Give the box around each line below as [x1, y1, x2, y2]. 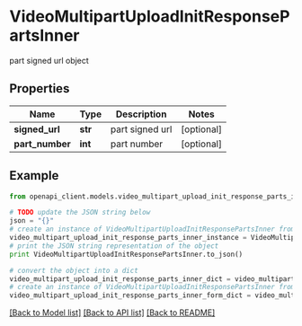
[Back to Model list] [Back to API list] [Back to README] [9, 307, 216, 318]
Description [115, 108, 167, 120]
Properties [9, 81, 70, 96]
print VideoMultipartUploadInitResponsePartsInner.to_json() [9, 250, 244, 259]
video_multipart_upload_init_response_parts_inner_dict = [9, 274, 231, 284]
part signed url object [9, 55, 90, 66]
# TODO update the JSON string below [9, 208, 151, 217]
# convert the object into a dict [9, 266, 139, 275]
